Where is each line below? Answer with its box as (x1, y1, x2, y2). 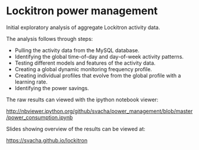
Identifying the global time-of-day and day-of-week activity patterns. (14, 53, 184, 60)
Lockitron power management (6, 4, 158, 18)
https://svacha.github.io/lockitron (6, 136, 88, 143)
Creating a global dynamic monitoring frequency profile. (14, 65, 153, 72)
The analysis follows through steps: (6, 35, 93, 42)
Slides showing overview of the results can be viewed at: (6, 125, 146, 132)
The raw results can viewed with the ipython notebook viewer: (6, 96, 159, 103)
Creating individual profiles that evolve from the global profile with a (14, 72, 181, 79)
